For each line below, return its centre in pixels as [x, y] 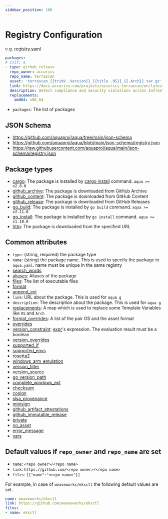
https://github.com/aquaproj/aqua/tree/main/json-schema [72, 137]
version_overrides [31, 340]
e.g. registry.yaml [23, 49]
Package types [29, 169]
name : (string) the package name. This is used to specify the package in [86, 260]
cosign [19, 393]
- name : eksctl [21, 513]
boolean [21, 334]
